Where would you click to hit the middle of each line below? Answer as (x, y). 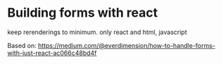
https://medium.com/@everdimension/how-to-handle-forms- (127, 45)
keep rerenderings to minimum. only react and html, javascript (97, 32)
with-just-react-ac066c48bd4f (52, 53)
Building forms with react (83, 13)
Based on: (22, 45)
